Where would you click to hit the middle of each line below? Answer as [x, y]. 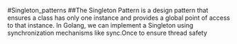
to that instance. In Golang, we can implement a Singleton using [100, 25]
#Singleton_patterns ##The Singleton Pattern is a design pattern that [108, 10]
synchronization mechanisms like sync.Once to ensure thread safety [108, 33]
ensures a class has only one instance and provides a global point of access [119, 18]
